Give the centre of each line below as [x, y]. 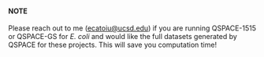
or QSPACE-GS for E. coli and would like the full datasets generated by [123, 37]
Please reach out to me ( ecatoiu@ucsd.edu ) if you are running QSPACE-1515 [132, 28]
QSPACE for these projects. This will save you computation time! [113, 45]
